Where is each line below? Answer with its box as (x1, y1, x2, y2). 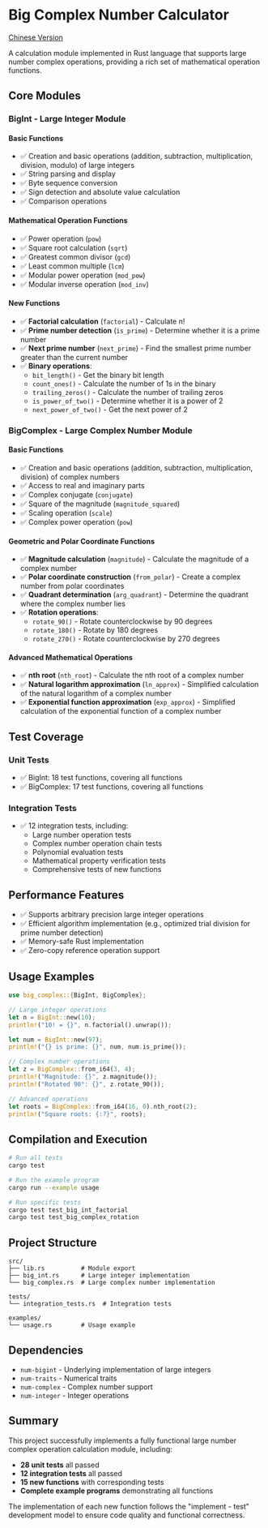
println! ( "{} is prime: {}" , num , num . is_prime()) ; (8, 1043, 186, 1051)
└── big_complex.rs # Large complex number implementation (8, 1279, 216, 1287)
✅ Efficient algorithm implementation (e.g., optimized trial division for (19, 919, 251, 929)
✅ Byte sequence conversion (19, 178, 118, 188)
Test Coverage (8, 730, 84, 744)
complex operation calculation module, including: (8, 1444, 172, 1453)
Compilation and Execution (8, 1132, 147, 1146)
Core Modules (8, 89, 81, 103)
